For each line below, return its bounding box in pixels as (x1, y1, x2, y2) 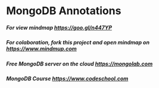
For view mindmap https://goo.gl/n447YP (6, 24, 112, 31)
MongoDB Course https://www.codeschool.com (6, 75, 129, 82)
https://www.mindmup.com (6, 45, 77, 53)
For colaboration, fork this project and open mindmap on (6, 39, 150, 46)
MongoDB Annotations (6, 4, 121, 18)
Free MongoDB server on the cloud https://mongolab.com (6, 60, 153, 67)
